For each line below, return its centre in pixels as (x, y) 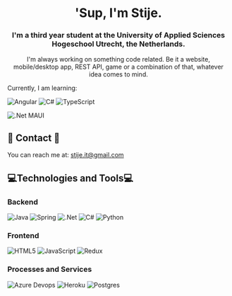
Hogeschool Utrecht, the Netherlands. (118, 44)
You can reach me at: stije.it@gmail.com (66, 155)
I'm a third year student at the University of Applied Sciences (118, 35)
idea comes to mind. (118, 74)
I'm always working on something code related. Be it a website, (118, 59)
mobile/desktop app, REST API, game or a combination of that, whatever (118, 67)
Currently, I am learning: (42, 88)
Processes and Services (50, 269)
